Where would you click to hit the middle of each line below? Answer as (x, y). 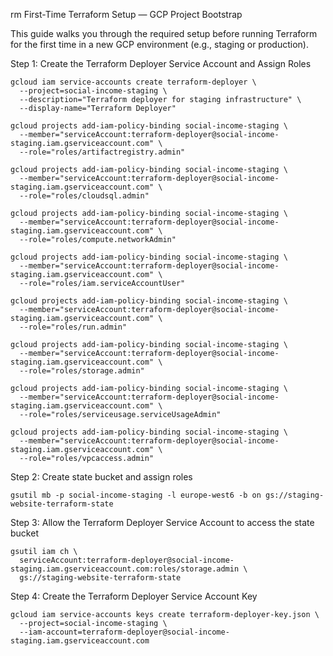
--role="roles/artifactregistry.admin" (102, 152)
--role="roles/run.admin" (73, 327)
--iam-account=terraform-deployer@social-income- (124, 632)
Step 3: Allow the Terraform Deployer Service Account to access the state (162, 522)
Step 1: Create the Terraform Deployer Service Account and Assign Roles (161, 63)
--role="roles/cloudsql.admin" (84, 196)
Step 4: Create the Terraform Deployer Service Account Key (134, 596)
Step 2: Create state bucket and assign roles (101, 477)
